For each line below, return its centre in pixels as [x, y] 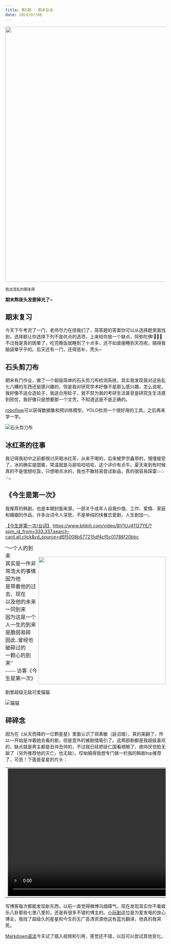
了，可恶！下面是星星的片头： [36, 759]
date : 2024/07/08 [24, 15]
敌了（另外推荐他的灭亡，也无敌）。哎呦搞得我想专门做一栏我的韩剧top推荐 [83, 753]
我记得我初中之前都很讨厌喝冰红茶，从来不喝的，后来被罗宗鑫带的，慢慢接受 [85, 458]
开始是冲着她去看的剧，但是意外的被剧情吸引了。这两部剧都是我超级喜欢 [90, 740]
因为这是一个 [21, 617]
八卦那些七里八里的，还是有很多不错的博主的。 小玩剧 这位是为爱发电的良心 [88, 912]
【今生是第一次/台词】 [28, 526]
